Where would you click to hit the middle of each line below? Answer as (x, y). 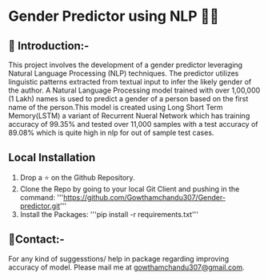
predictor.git (40, 206)
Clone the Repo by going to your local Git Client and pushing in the (130, 189)
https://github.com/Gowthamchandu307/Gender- (144, 197)
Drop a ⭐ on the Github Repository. (77, 177)
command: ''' (42, 197)
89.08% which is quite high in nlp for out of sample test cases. (111, 132)
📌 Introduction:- (49, 46)
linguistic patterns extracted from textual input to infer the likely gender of (130, 82)
